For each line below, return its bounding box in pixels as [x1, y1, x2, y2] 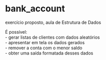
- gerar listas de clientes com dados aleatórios [5, 34, 100, 40]
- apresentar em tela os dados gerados [5, 39, 85, 45]
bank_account [5, 3, 65, 14]
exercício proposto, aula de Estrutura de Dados [5, 19, 102, 25]
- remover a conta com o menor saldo [5, 45, 83, 51]
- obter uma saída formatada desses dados [5, 50, 93, 56]
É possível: [5, 29, 27, 35]
